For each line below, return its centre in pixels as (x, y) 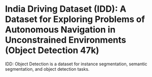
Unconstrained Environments (66, 40)
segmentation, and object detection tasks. (47, 69)
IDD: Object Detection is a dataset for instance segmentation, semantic (76, 64)
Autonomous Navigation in (60, 30)
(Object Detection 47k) (52, 50)
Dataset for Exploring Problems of (75, 19)
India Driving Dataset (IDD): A (66, 9)
